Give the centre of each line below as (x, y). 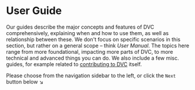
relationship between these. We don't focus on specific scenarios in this (93, 39)
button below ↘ (25, 82)
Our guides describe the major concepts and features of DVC (80, 27)
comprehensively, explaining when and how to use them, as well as (88, 33)
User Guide (34, 11)
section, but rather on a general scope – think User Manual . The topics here (98, 46)
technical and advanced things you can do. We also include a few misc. (93, 58)
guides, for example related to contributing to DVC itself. (74, 64)
